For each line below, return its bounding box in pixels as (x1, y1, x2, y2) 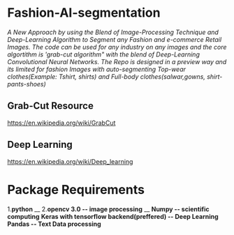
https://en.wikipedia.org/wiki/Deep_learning (7, 157, 133, 165)
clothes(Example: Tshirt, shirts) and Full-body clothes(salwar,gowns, (7, 72, 206, 81)
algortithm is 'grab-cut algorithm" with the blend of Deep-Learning (7, 50, 200, 59)
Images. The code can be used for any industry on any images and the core (7, 43, 227, 51)
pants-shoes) (7, 79, 47, 88)
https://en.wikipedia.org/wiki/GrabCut (7, 119, 116, 127)
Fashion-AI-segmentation (7, 5, 161, 21)
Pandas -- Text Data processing (7, 220, 101, 228)
